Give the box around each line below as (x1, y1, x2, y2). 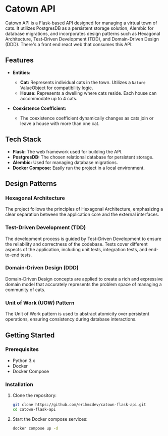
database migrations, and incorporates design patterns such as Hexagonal (5, 30, 160, 36)
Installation (5, 381, 34, 388)
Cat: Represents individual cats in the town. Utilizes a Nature (20, 79, 146, 85)
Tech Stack (5, 135, 41, 144)
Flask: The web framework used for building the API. (12, 148, 123, 154)
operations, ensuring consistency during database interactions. (5, 316, 137, 322)
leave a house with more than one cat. (20, 120, 100, 127)
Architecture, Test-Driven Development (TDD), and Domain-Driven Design (5, 36, 159, 42)
